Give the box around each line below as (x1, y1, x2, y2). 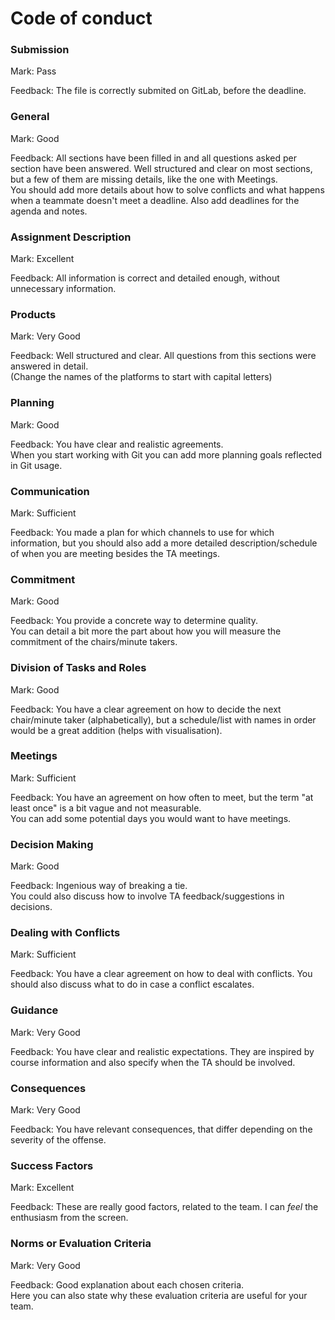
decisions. (10, 901, 53, 913)
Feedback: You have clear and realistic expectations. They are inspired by (10, 1045, 315, 1057)
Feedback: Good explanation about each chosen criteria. (10, 1278, 245, 1291)
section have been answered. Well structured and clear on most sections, (10, 162, 313, 174)
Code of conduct (10, 7, 153, 30)
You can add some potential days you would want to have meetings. (10, 812, 292, 824)
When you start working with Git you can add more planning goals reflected (10, 448, 323, 461)
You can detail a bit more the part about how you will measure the (10, 625, 282, 637)
